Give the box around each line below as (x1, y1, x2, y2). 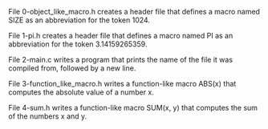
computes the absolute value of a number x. (8, 87, 155, 97)
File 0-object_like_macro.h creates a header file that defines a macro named (8, 7, 261, 16)
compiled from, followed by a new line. (8, 63, 136, 73)
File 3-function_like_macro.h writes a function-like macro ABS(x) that (8, 79, 237, 88)
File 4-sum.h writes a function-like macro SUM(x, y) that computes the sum (8, 103, 258, 112)
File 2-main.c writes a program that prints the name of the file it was (8, 55, 233, 64)
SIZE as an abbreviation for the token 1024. (8, 15, 151, 25)
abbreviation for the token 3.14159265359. (8, 39, 148, 49)
